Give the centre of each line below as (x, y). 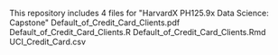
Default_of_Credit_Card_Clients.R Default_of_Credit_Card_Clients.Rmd (138, 32)
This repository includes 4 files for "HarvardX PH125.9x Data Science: (139, 13)
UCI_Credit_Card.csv (48, 41)
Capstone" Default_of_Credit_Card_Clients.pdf (95, 23)
